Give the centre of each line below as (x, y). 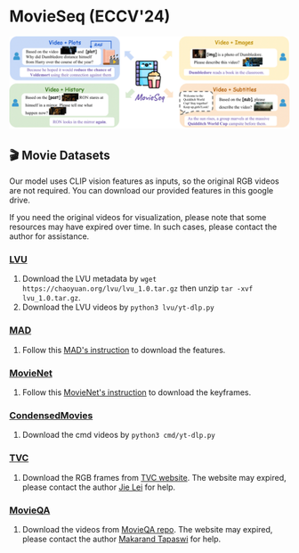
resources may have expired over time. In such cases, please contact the (143, 227)
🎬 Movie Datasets (60, 155)
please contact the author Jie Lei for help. (99, 487)
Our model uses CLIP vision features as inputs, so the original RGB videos (144, 181)
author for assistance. (49, 236)
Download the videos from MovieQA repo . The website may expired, (147, 529)
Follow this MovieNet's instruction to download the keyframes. (137, 392)
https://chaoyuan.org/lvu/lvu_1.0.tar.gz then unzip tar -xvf (137, 288)
